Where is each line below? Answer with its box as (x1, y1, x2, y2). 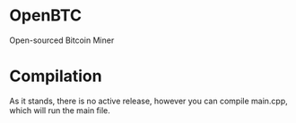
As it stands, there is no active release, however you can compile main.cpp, (9, 95, 289, 106)
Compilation (9, 66, 102, 86)
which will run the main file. (9, 104, 110, 116)
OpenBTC (9, 5, 83, 26)
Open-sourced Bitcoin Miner (9, 35, 115, 45)
